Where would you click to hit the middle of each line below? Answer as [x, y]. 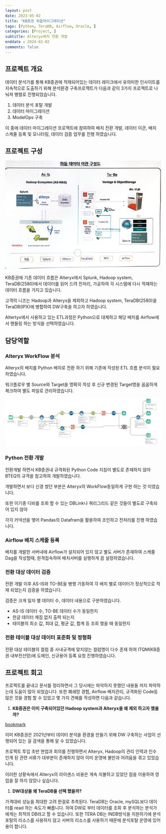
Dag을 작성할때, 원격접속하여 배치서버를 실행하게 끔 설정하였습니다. [70, 558]
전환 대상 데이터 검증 [28, 572]
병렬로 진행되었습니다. [35, 94]
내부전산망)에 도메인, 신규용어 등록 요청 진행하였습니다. [63, 655]
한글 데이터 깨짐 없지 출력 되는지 [43, 617]
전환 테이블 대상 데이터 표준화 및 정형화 [48, 638]
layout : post [19, 10]
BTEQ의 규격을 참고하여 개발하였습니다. [43, 476]
